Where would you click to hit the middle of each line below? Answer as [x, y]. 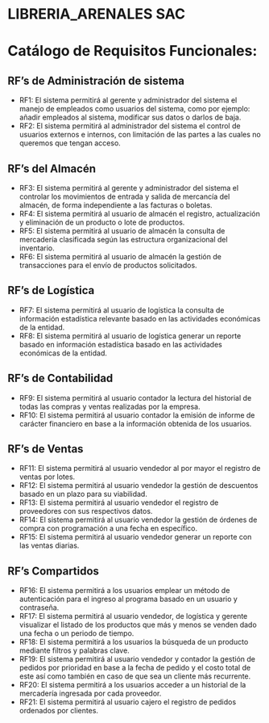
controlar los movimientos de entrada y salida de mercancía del [124, 196]
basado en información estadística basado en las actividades [120, 344]
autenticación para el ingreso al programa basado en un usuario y [128, 599]
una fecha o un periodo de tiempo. [77, 633]
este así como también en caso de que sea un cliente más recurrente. [135, 676]
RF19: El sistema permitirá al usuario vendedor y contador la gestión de [137, 659]
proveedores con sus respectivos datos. [86, 511]
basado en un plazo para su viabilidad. [83, 494]
